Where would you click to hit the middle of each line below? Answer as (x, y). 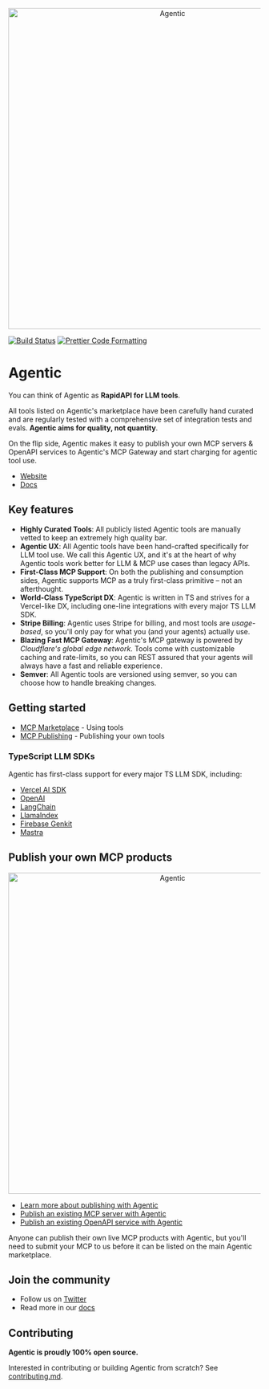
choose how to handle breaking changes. (88, 682)
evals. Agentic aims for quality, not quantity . (83, 428)
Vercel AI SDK (43, 789)
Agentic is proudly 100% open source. (73, 1352)
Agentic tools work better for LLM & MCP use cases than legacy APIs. (135, 563)
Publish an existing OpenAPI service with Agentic (101, 1222)
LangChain (38, 806)
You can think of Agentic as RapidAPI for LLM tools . (94, 395)
